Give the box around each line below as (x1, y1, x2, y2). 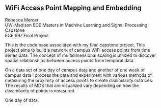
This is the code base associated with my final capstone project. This (5, 42, 145, 48)
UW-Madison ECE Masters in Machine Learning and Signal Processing (5, 22, 148, 28)
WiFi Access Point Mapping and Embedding (5, 4, 142, 12)
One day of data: (5, 97, 39, 103)
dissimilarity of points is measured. (5, 87, 76, 93)
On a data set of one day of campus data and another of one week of (5, 67, 145, 73)
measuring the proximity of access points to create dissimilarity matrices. (5, 77, 154, 83)
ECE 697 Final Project (5, 32, 49, 38)
